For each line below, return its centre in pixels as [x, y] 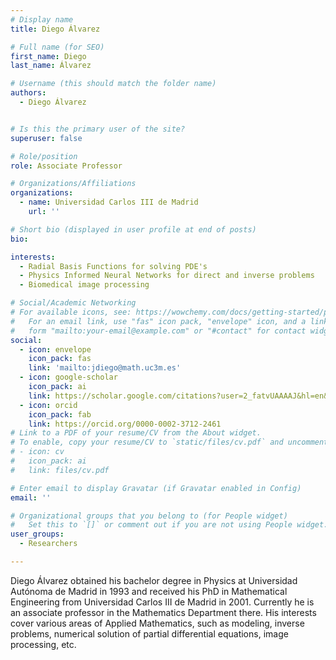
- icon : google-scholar [68, 377]
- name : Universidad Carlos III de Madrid [109, 202]
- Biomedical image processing [84, 285]
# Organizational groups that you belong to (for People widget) [149, 516]
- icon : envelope [55, 349]
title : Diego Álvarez [55, 29]
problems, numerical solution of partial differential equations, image [149, 633]
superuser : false [46, 138]
